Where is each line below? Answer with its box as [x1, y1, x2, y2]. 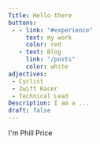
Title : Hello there [8, 11, 72, 20]
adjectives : [8, 70, 47, 78]
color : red [25, 41, 61, 49]
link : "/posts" [25, 56, 76, 64]
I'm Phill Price [8, 128, 53, 138]
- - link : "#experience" [11, 26, 93, 34]
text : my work [25, 33, 72, 42]
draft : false [8, 107, 51, 115]
